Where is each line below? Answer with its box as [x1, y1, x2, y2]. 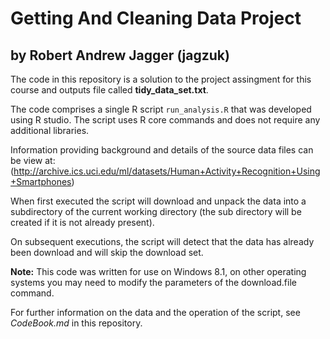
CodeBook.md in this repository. [10, 317, 143, 329]
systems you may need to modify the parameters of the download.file [10, 277, 297, 288]
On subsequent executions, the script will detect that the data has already [10, 236, 315, 247]
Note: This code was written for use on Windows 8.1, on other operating [10, 266, 307, 277]
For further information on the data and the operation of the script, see [10, 307, 301, 318]
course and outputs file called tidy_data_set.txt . [10, 84, 209, 96]
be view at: [10, 155, 56, 166]
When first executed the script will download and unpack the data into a [10, 195, 307, 207]
